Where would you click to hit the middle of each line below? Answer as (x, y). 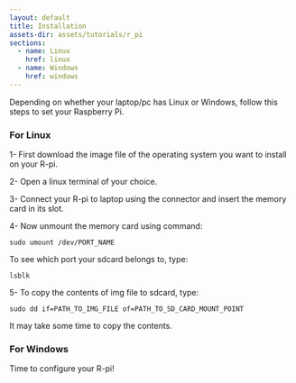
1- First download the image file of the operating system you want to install (148, 155)
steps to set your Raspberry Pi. (67, 111)
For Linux (30, 134)
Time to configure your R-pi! (62, 369)
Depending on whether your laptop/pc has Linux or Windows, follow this (143, 102)
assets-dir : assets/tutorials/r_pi (76, 34)
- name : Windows (48, 68)
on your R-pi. (34, 164)
